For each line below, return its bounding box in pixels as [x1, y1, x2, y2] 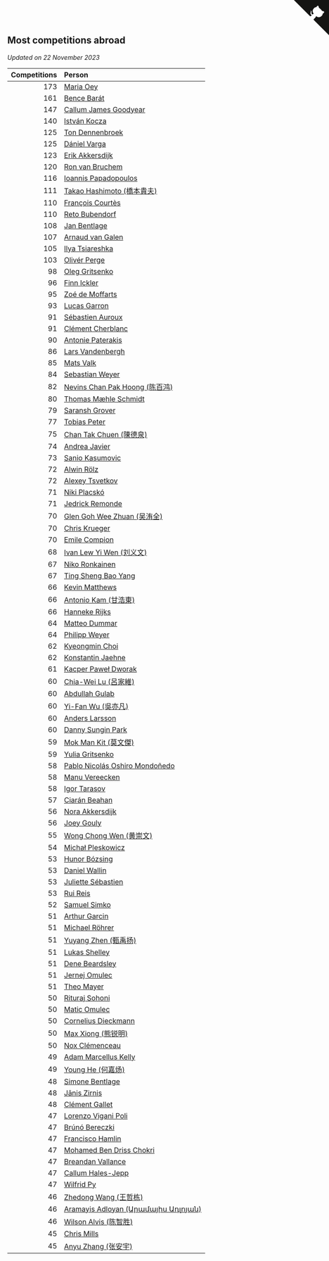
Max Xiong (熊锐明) [64, 1028, 128, 1038]
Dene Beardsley [64, 958, 117, 968]
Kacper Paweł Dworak [64, 664, 137, 673]
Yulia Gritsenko [64, 749, 115, 759]
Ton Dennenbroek [64, 127, 124, 137]
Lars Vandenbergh [64, 346, 125, 356]
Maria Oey [64, 82, 98, 91]
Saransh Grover [64, 405, 116, 415]
